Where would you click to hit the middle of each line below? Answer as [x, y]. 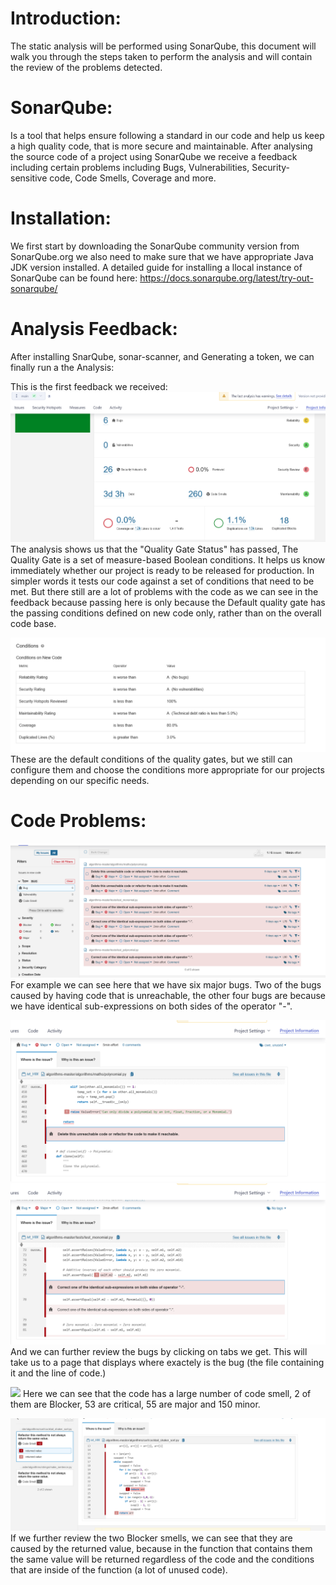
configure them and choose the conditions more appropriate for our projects [167, 770]
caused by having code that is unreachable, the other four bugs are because [168, 995]
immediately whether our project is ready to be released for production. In [162, 571]
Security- [270, 167]
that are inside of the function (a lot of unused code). [119, 1569]
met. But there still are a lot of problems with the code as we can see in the [164, 592]
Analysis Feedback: [94, 329]
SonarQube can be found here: [74, 278]
